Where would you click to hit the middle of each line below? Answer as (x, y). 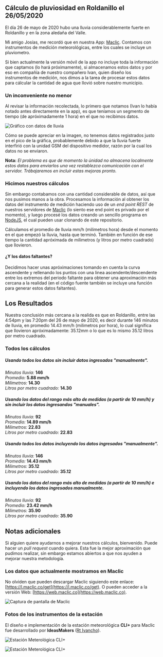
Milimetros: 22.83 (23, 427)
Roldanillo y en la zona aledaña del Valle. (46, 33)
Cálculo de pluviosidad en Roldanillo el (65, 8)
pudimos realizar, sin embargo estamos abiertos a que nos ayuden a (73, 553)
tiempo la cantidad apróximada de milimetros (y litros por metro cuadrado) (80, 240)
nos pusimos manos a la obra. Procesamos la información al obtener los (77, 199)
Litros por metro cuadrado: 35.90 (39, 516)
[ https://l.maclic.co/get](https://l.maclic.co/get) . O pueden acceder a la (76, 587)
